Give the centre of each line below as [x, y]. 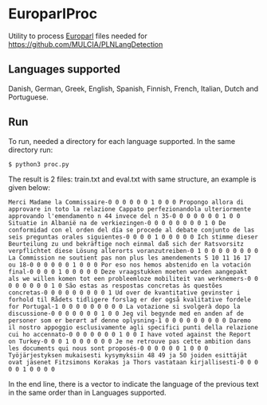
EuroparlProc [53, 14]
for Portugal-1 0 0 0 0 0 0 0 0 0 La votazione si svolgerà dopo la [124, 306]
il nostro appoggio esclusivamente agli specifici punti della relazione [133, 327]
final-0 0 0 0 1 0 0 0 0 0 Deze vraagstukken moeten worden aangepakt [128, 271]
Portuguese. [29, 97]
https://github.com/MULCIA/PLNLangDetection [86, 44]
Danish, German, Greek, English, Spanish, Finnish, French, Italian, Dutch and [133, 88]
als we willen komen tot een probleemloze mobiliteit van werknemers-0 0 [133, 278]
